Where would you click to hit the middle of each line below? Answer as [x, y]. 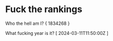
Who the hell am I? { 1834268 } [37, 23]
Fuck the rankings [44, 9]
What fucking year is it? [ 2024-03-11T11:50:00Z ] [57, 33]
